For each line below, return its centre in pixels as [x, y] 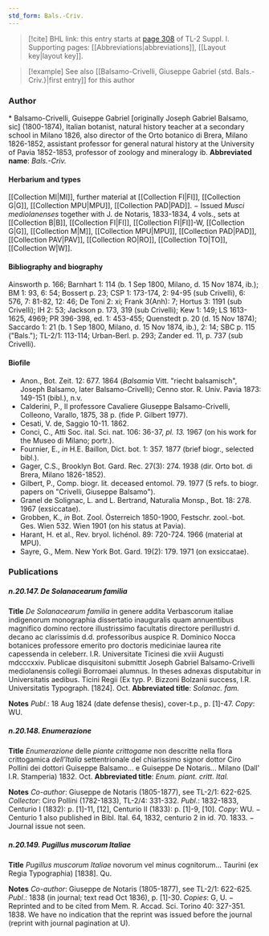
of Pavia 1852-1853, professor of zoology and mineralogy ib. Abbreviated [130, 152]
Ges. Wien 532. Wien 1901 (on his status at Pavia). [103, 525]
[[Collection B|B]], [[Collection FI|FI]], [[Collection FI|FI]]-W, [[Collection [126, 223]
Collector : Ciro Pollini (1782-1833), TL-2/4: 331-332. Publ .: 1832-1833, [124, 801]
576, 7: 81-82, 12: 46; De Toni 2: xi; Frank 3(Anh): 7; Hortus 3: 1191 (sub [125, 301]
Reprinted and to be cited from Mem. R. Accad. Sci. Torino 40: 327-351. [127, 906]
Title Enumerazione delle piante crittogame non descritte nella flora [120, 751]
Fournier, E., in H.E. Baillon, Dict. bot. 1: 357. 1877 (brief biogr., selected [137, 449]
